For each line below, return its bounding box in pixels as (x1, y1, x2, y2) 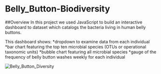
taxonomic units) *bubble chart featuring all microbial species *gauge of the (5, 49, 157, 55)
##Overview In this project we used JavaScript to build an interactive (5, 19, 143, 25)
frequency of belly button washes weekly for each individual (5, 54, 126, 60)
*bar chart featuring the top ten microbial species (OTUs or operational (5, 44, 146, 49)
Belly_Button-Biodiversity (5, 3, 110, 14)
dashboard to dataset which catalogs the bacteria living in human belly (5, 24, 146, 30)
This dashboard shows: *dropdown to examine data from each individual (5, 38, 150, 44)
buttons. (5, 29, 22, 35)
